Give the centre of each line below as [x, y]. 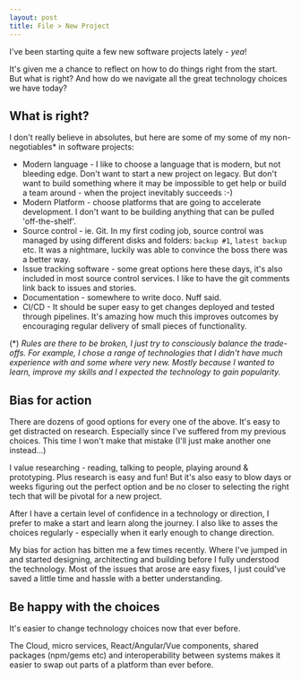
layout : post [34, 17]
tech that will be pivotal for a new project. [86, 496]
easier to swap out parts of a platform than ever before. [112, 665]
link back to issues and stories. [79, 288]
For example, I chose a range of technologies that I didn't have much [155, 353]
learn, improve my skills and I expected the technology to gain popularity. [145, 372]
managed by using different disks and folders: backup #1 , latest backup [155, 241]
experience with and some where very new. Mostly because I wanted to [142, 363]
